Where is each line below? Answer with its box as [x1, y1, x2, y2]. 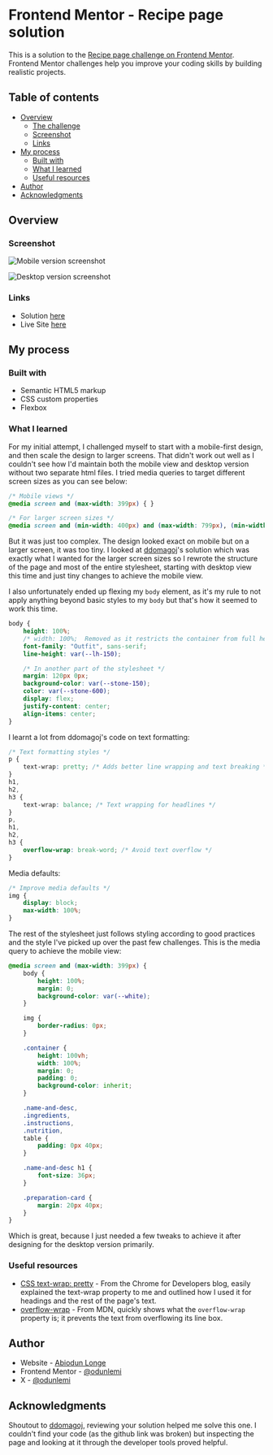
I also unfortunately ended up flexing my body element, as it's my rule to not [8, 587, 262, 596]
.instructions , [23, 1119, 75, 1127]
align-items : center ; [23, 709, 96, 718]
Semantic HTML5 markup [19, 386, 106, 396]
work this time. [8, 604, 58, 614]
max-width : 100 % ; [23, 907, 82, 915]
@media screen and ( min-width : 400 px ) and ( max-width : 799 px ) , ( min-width [8, 522, 267, 530]
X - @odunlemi [19, 1375, 71, 1385]
